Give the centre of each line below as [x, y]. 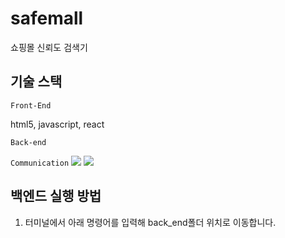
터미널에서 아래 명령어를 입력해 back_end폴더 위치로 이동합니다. [150, 222]
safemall [47, 18]
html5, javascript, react [57, 124]
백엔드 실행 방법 [56, 196]
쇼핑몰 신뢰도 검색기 [49, 47]
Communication [40, 163]
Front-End [31, 105]
